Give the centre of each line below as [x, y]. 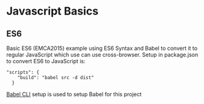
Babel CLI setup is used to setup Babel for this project [74, 94]
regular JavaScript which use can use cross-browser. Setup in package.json [102, 55]
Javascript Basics [53, 11]
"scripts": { [23, 72]
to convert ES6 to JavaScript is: [46, 61]
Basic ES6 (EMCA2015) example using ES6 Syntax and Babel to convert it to [102, 48]
